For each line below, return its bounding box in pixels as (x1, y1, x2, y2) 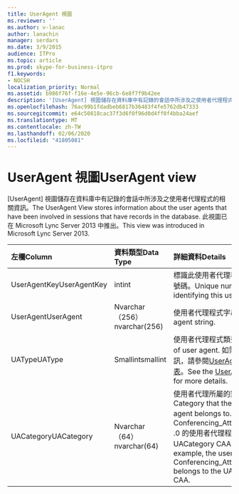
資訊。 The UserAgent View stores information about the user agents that (13, 203, 227, 212)
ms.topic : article (7, 57, 62, 64)
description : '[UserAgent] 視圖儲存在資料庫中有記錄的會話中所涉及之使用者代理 (7, 97, 223, 104)
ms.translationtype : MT (7, 116, 78, 123)
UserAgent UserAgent (11, 312, 83, 322)
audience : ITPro (7, 51, 55, 58)
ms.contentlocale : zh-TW (7, 123, 81, 131)
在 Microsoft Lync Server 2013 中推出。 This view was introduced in (7, 221, 205, 230)
